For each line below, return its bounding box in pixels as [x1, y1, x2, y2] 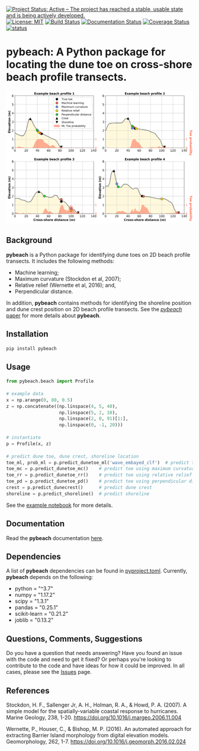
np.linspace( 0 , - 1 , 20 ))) [59, 422, 123, 428]
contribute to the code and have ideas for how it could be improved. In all [6, 662, 185, 669]
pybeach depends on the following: [6, 574, 94, 581]
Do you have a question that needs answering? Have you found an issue [6, 650, 182, 657]
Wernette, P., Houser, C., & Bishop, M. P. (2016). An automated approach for [6, 726, 192, 733]
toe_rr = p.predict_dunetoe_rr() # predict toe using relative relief [6, 472, 192, 478]
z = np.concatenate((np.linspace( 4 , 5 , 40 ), [6, 403, 118, 409]
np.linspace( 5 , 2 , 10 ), [59, 410, 118, 416]
